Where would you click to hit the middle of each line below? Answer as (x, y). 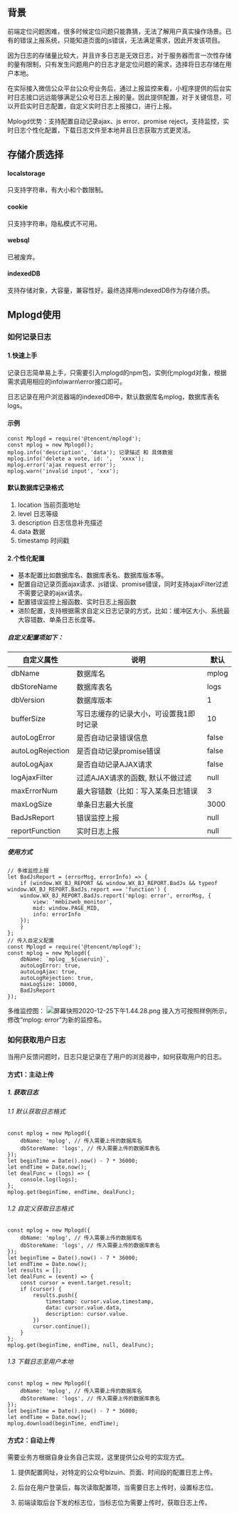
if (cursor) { (41, 1289)
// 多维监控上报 (28, 871)
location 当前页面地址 (49, 505)
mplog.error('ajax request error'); (62, 465)
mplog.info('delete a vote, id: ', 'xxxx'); (76, 459)
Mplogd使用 (34, 315)
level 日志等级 (38, 513)
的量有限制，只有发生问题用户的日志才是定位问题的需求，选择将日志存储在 (116, 64)
